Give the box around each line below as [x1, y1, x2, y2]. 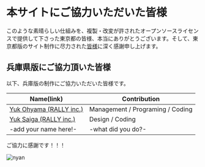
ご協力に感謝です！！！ [6, 141, 65, 149]
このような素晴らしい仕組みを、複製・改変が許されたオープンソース [6, 27, 177, 34]
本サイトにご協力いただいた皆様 [6, 6, 167, 20]
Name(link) [29, 95, 63, 103]
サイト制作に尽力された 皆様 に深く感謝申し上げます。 [27, 42, 162, 50]
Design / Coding [89, 115, 136, 123]
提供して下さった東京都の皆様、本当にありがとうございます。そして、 [17, 34, 193, 42]
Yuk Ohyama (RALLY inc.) [9, 105, 84, 114]
